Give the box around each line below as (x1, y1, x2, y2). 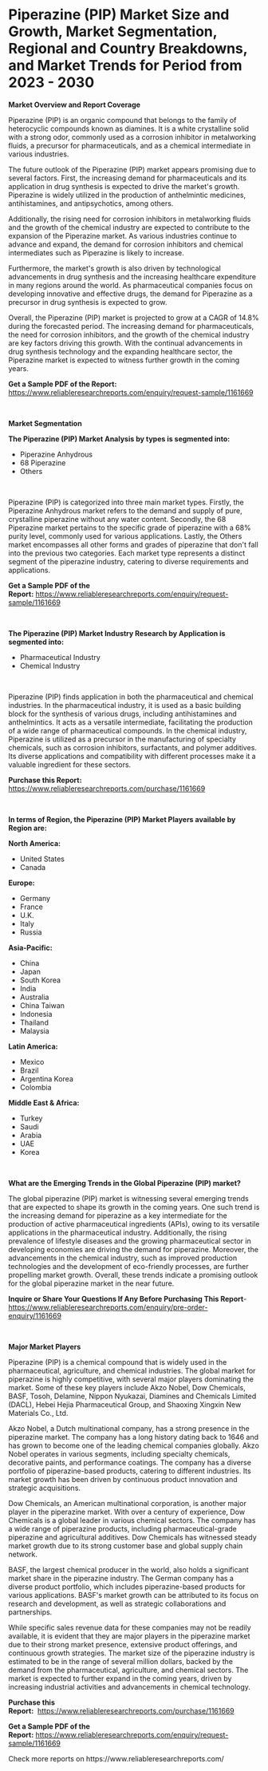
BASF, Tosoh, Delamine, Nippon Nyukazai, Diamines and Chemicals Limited (8, 1391, 257, 1401)
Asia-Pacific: (8, 943, 53, 952)
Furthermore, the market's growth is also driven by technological (8, 263, 221, 273)
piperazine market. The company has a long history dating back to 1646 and (8, 1432, 259, 1441)
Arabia (19, 1130, 42, 1140)
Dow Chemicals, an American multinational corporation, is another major (8, 1498, 247, 1508)
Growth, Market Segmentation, (8, 22, 218, 41)
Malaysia (19, 1026, 49, 1035)
